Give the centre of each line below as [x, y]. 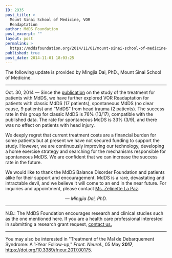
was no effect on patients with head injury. [50, 125]
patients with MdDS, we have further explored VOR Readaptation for [77, 98]
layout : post [19, 39]
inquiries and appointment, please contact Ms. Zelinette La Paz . [72, 189]
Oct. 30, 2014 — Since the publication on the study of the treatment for [80, 92]
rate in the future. [24, 163]
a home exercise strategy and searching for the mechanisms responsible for [86, 151]
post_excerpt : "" [24, 34]
